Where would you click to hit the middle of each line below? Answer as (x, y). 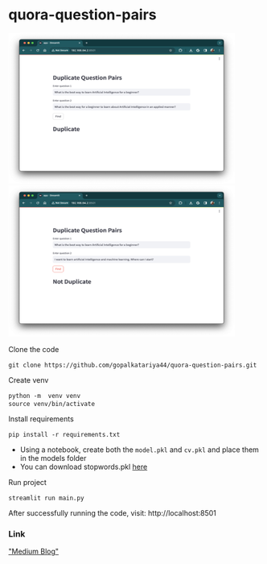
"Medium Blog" (33, 552)
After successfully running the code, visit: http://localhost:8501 (113, 512)
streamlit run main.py (46, 498)
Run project (27, 482)
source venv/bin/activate (51, 404)
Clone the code (34, 349)
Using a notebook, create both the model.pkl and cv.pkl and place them (140, 450)
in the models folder (53, 458)
